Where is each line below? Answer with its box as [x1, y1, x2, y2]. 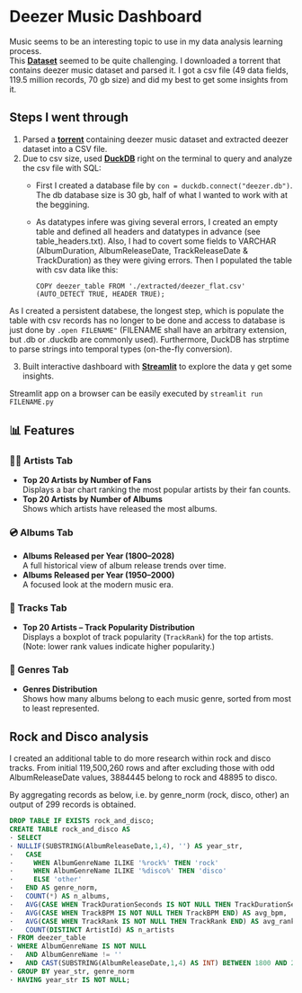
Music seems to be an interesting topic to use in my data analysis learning [9, 36, 283, 47]
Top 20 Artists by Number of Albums [22, 494, 164, 505]
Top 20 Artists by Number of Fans [22, 475, 152, 486]
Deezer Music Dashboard [9, 6, 202, 27]
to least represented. [22, 703, 101, 714]
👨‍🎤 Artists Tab [9, 454, 74, 467]
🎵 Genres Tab [9, 663, 69, 675]
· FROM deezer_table [9, 934, 87, 943]
